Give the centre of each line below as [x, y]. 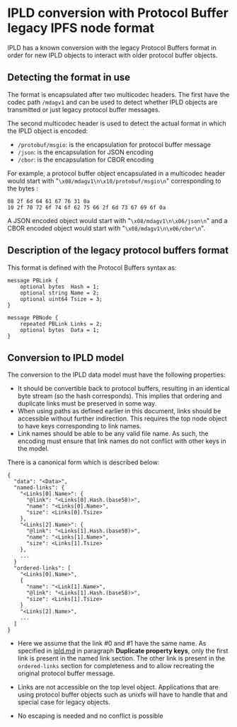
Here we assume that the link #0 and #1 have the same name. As [112, 643]
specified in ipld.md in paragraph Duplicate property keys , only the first [123, 651]
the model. [33, 449]
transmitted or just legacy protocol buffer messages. [84, 109]
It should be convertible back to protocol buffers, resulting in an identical [123, 389]
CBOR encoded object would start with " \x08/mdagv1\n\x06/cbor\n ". [106, 228]
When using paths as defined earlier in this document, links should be [119, 411]
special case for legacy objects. [64, 702]
